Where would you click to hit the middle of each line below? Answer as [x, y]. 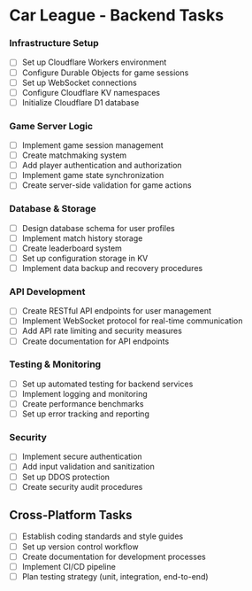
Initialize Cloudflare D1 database [80, 102]
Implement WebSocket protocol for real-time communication [132, 321]
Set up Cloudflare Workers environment [94, 62]
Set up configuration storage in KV [85, 258]
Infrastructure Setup [54, 43]
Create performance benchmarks [83, 403]
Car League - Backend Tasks [116, 16]
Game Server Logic [51, 126]
